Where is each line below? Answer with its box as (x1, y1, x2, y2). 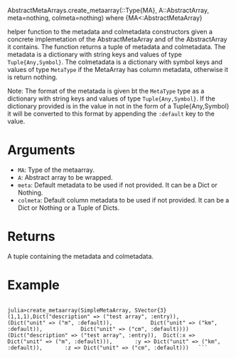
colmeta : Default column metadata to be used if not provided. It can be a (17, 195, 230, 204)
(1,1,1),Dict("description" (7, 313, 91, 320)
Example (7, 277, 60, 293)
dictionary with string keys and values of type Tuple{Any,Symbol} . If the (7, 94, 215, 103)
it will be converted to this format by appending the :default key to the (7, 110, 215, 118)
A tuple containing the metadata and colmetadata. (7, 252, 154, 260)
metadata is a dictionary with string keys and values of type (7, 50, 183, 58)
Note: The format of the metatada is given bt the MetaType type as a (7, 87, 205, 95)
